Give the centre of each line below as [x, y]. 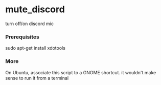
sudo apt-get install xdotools [35, 48]
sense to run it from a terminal [37, 78]
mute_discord [35, 9]
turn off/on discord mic [29, 24]
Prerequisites [22, 37]
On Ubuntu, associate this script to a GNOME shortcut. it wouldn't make [81, 72]
